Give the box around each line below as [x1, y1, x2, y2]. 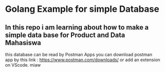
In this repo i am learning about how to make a [5, 23, 149, 32]
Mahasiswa [5, 38, 41, 47]
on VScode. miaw [5, 62, 41, 68]
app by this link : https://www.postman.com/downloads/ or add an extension [5, 57, 161, 63]
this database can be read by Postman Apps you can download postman [5, 52, 153, 57]
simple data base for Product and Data [5, 31, 126, 39]
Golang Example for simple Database [5, 3, 160, 15]
